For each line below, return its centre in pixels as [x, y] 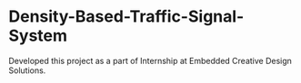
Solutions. [27, 70]
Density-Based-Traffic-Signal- [126, 17]
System [38, 36]
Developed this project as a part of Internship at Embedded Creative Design [150, 60]
